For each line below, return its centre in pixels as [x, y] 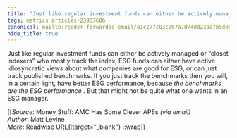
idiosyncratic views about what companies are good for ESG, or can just [112, 68]
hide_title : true [33, 33]
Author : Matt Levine [36, 120]
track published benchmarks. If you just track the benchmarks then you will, [117, 76]
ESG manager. [28, 99]
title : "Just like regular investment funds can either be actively [110, 14]
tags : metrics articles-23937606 [56, 20]
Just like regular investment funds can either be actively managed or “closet [118, 54]
